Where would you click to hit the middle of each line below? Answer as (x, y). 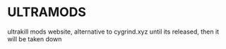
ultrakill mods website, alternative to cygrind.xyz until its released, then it (113, 31)
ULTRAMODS (47, 12)
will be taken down (35, 38)
